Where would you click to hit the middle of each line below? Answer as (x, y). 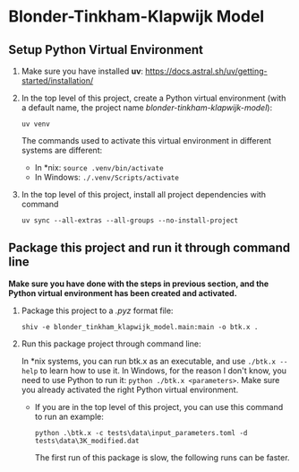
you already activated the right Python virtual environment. (130, 389)
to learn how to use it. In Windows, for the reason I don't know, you (163, 371)
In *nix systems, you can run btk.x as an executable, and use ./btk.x (149, 361)
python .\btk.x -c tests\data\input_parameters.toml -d (141, 433)
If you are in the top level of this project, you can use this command (159, 406)
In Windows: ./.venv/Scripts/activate (107, 177)
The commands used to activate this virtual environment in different (146, 140)
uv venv (35, 124)
